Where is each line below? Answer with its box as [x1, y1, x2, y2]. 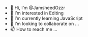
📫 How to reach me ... [10, 26, 57, 32]
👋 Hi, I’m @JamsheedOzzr [10, 5, 65, 10]
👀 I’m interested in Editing [10, 10, 64, 16]
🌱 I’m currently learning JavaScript [10, 15, 83, 21]
